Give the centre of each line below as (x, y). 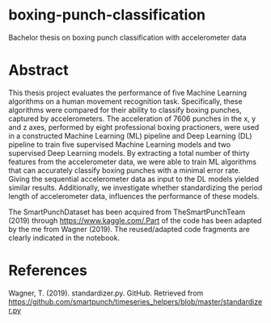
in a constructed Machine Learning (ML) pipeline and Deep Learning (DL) (130, 136)
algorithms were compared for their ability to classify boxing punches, (125, 110)
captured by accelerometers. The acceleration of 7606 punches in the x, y (132, 118)
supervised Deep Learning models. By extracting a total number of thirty (129, 153)
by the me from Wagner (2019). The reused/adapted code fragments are (129, 229)
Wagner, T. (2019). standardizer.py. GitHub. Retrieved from (106, 293)
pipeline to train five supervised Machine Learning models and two (120, 144)
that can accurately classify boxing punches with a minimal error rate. (125, 170)
